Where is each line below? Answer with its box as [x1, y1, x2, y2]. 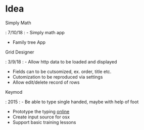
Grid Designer [5, 49, 34, 55]
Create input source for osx [12, 114, 70, 120]
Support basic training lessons [12, 119, 76, 125]
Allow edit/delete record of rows [12, 79, 80, 85]
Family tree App [12, 39, 46, 45]
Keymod [5, 89, 23, 95]
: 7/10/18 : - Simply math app [5, 29, 65, 35]
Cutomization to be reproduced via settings [12, 74, 103, 80]
